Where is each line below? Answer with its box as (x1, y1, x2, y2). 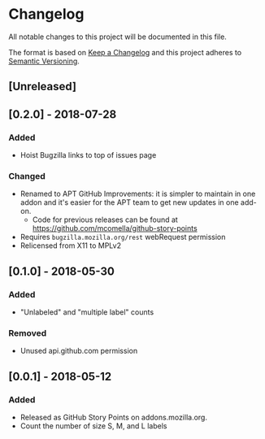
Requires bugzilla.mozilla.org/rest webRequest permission (20, 233, 226, 242)
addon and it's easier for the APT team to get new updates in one (20, 198, 239, 207)
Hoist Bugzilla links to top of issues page (20, 150, 157, 160)
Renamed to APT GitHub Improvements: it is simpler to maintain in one (20, 189, 256, 199)
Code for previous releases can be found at (32, 215, 179, 224)
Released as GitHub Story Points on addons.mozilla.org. (20, 412, 207, 422)
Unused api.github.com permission (20, 346, 138, 356)
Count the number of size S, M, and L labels (20, 420, 167, 431)
